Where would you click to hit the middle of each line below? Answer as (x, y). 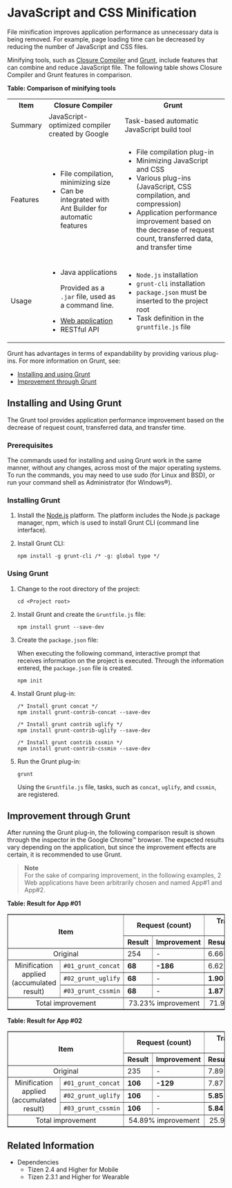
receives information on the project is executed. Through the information (120, 660)
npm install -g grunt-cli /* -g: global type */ (88, 556)
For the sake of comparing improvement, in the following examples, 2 (123, 875)
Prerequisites (30, 445)
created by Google (79, 134)
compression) (159, 204)
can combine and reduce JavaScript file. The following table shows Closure (115, 67)
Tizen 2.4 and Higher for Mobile (73, 1170)
